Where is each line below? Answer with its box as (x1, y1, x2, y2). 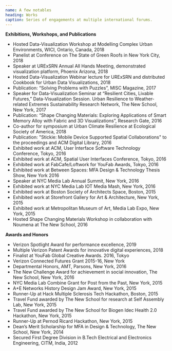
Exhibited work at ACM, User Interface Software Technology (12, 145, 141, 151)
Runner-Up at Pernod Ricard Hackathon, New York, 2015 (12, 318, 133, 324)
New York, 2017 (12, 107, 46, 113)
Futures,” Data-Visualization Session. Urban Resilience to (12, 96, 133, 102)
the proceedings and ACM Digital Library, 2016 (12, 139, 112, 146)
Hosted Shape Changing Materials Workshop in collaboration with (12, 216, 152, 222)
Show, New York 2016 (12, 172, 60, 179)
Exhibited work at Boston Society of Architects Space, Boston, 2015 (12, 189, 156, 195)
